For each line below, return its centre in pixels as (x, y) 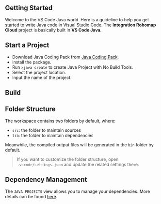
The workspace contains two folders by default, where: (60, 121)
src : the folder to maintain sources (47, 130)
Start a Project (27, 45)
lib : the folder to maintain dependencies (53, 135)
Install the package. (32, 62)
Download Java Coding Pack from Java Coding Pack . (65, 57)
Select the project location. (39, 72)
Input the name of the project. (42, 78)
